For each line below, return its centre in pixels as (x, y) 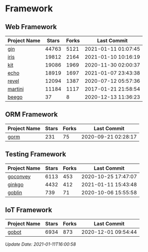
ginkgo (16, 184)
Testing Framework (36, 154)
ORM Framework (31, 115)
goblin (15, 192)
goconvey (19, 177)
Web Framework (31, 27)
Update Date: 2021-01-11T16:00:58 (41, 244)
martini (16, 89)
